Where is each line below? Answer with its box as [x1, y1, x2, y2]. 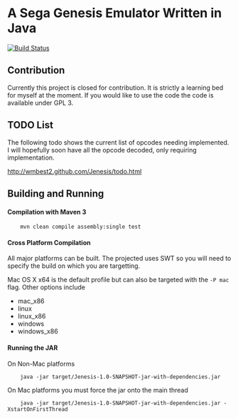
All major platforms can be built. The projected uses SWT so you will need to [7, 254, 232, 263]
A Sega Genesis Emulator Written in [7, 5, 222, 21]
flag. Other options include [7, 283, 85, 291]
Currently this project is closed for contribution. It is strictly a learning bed [7, 83, 224, 92]
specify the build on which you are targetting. [7, 262, 141, 270]
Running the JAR [7, 343, 58, 352]
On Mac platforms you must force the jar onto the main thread [7, 386, 188, 394]
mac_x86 [17, 297, 45, 306]
